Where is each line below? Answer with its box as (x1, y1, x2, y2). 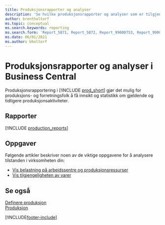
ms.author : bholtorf (5, 39, 48, 44)
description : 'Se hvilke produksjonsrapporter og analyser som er (5, 12, 144, 17)
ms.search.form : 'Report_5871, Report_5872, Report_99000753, (5, 30, 135, 35)
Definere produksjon (5, 200, 47, 206)
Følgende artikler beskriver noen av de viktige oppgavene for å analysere (5, 152, 153, 158)
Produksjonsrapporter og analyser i (5, 60, 153, 71)
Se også (5, 187, 30, 195)
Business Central (5, 71, 77, 82)
